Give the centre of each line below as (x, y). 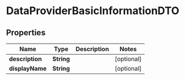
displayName (28, 69)
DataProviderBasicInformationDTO (93, 11)
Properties (26, 33)
